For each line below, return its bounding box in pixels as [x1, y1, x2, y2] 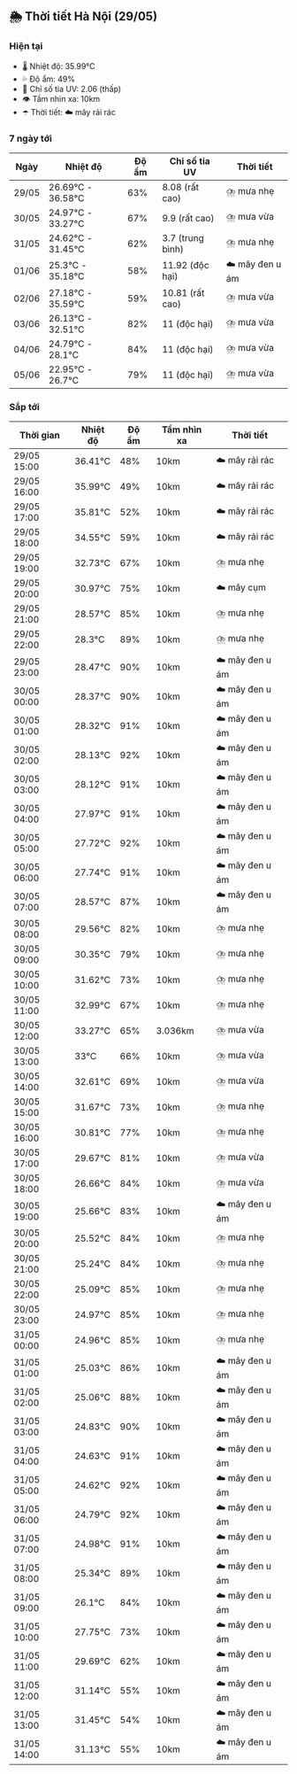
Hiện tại [9, 40, 43, 52]
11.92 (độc [162, 260, 209, 272]
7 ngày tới [9, 132, 53, 144]
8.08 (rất [162, 181, 199, 193]
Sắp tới [9, 400, 40, 413]
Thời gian [19, 430, 60, 442]
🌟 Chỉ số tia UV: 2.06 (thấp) [21, 83, 122, 94]
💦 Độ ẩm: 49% [21, 74, 76, 84]
